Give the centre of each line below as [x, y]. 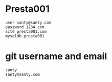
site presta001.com [26, 31]
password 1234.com [25, 27]
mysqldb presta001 [25, 36]
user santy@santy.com [28, 23]
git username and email [56, 56]
